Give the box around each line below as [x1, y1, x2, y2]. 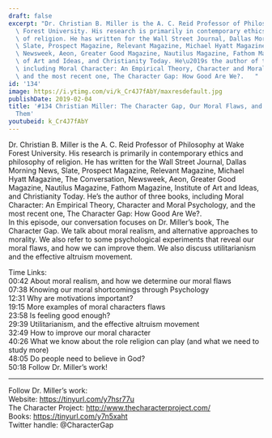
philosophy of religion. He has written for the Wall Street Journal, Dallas [8, 157, 247, 166]
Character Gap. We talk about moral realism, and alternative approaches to [8, 225, 258, 235]
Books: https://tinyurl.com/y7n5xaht [8, 411, 128, 421]
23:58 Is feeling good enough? [8, 310, 111, 320]
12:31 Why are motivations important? [8, 293, 134, 303]
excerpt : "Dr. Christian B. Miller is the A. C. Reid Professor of [8, 19, 241, 28]
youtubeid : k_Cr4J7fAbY [8, 118, 89, 126]
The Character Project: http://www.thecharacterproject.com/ [8, 402, 210, 412]
